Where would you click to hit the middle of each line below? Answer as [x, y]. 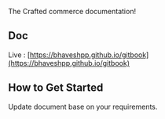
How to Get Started [56, 88]
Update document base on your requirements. [83, 106]
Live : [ [19, 55]
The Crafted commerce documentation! [72, 11]
